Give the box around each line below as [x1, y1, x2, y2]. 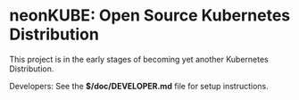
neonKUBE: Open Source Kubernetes [9, 5, 291, 26]
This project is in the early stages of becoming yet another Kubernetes [9, 54, 270, 64]
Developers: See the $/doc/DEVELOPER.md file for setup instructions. [9, 80, 270, 91]
